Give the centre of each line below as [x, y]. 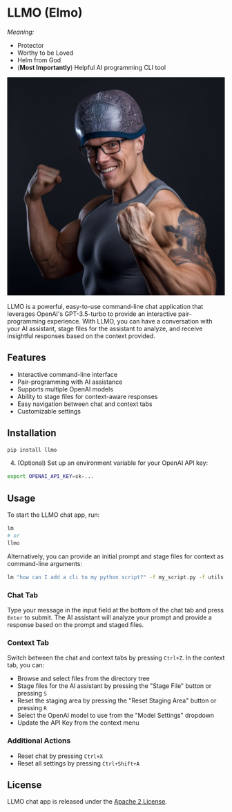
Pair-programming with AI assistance [70, 382]
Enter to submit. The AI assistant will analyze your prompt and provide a [109, 617]
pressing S [32, 694]
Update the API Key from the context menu [78, 723]
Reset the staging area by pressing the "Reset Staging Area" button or [117, 700]
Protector [30, 45]
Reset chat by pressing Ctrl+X [60, 756]
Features [27, 358]
